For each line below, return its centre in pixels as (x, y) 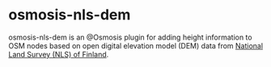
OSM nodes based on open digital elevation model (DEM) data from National (136, 45)
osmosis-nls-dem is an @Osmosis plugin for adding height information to (130, 37)
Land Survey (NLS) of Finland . (59, 54)
